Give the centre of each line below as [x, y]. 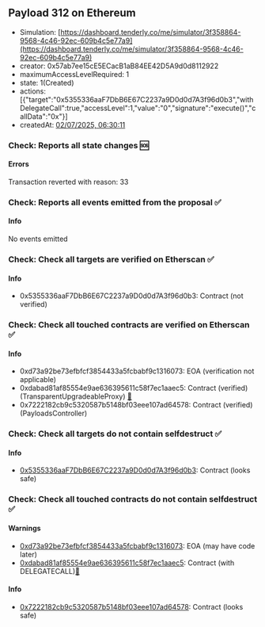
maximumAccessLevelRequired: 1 [74, 74]
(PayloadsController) [53, 413]
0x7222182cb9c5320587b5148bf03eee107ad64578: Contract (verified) [136, 405]
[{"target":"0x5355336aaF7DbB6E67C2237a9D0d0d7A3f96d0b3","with [136, 99]
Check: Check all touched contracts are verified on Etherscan [129, 325]
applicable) [38, 380]
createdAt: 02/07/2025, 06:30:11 [72, 124]
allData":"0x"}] [44, 116]
